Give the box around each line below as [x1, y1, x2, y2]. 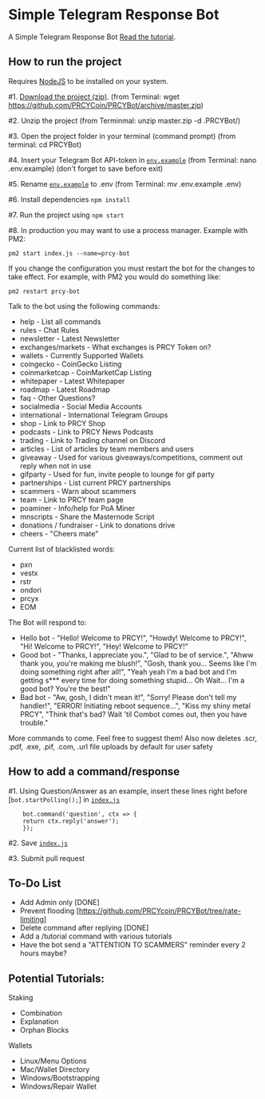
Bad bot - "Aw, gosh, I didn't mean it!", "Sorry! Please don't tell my [19, 692, 237, 702]
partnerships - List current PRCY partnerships [19, 477, 172, 488]
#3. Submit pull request [8, 853, 85, 863]
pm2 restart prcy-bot [8, 287, 81, 295]
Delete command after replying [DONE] [19, 923, 149, 933]
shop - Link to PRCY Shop [19, 418, 106, 428]
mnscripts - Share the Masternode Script [19, 512, 155, 521]
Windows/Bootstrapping [19, 1073, 100, 1083]
